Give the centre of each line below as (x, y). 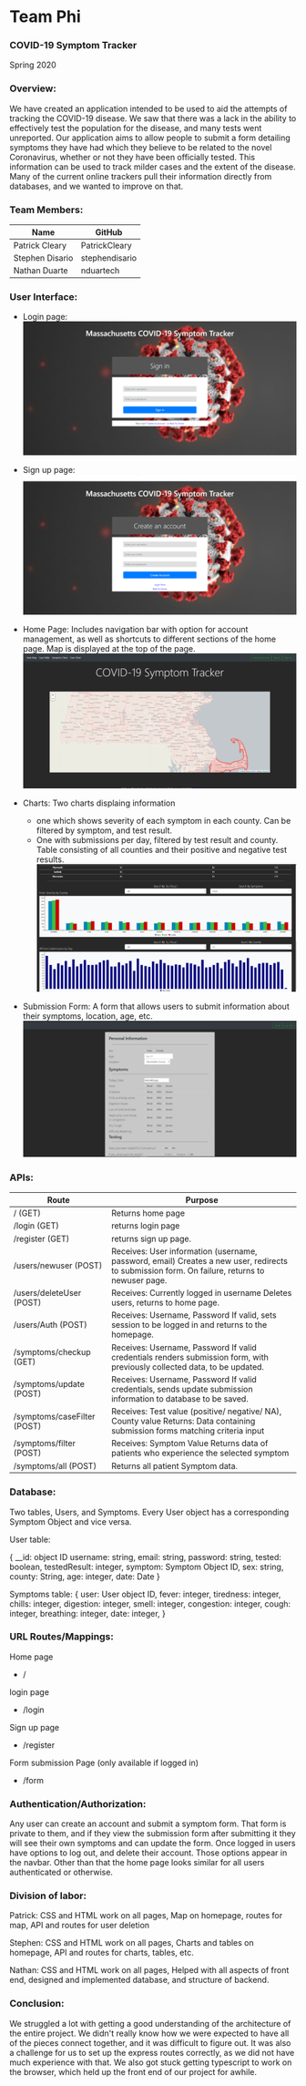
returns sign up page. (151, 1238)
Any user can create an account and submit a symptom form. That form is (148, 1824)
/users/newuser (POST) (58, 1266)
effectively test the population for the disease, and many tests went (136, 128)
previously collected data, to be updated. (187, 1367)
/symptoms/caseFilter (54, 1416)
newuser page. (139, 1280)
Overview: (33, 88)
